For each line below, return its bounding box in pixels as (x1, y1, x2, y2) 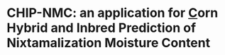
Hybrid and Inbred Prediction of (6, 20, 197, 36)
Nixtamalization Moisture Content (6, 35, 211, 51)
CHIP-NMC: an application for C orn (6, 5, 219, 21)
